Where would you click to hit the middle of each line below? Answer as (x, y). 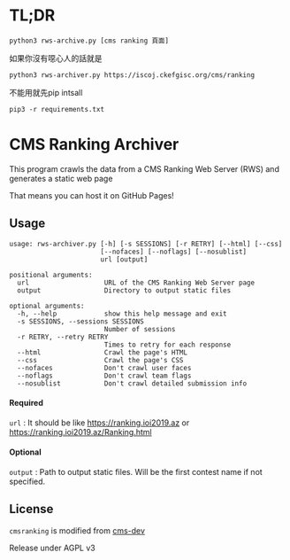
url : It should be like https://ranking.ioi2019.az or (99, 423)
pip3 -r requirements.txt (57, 109)
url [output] (124, 259)
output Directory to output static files (124, 290)
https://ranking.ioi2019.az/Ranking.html (80, 432)
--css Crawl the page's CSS (100, 360)
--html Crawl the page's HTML (103, 352)
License (31, 509)
